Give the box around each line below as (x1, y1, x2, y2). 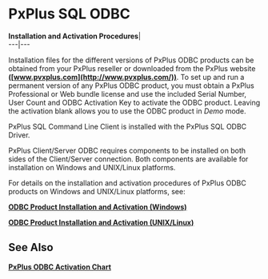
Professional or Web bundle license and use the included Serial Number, (8, 89, 246, 98)
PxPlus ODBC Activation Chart (8, 261, 112, 272)
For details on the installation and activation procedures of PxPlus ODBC (8, 177, 246, 188)
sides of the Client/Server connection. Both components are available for (8, 153, 249, 164)
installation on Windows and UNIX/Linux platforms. (8, 162, 176, 172)
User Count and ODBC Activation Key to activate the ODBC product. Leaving (8, 98, 261, 107)
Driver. (8, 130, 30, 140)
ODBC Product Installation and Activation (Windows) (8, 201, 187, 212)
